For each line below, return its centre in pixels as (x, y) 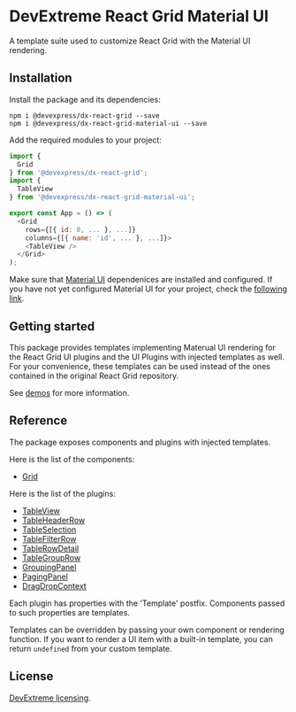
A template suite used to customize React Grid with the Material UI (130, 41)
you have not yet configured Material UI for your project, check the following (148, 289)
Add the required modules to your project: (85, 140)
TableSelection (49, 530)
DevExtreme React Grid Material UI (139, 16)
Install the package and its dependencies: (85, 99)
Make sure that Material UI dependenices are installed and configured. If (141, 280)
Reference (38, 421)
